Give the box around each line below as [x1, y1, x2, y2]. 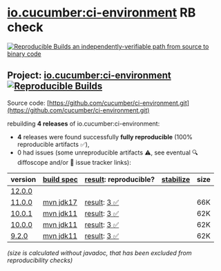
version [10, 174, 37, 184]
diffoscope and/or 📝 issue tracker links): [17, 158, 131, 166]
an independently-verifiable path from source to [72, 42, 209, 50]
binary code [7, 50, 41, 58]
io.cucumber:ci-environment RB [7, 5, 196, 21]
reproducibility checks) [7, 256, 73, 264]
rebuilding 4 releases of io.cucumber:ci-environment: [7, 119, 160, 128]
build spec [42, 174, 78, 184]
